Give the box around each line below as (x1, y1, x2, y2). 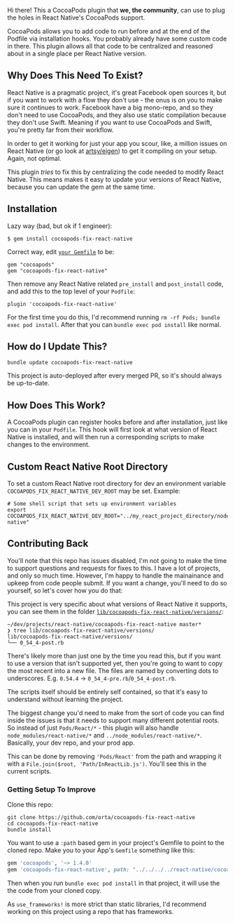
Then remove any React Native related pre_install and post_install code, (7, 279, 224, 288)
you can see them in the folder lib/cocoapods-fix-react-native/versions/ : (7, 607, 224, 616)
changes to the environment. (7, 440, 90, 449)
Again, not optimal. (7, 154, 62, 162)
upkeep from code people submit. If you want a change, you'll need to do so (7, 578, 227, 587)
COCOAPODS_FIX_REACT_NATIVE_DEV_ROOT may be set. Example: (7, 487, 180, 496)
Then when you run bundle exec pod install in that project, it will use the (7, 879, 220, 887)
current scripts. (7, 766, 52, 775)
